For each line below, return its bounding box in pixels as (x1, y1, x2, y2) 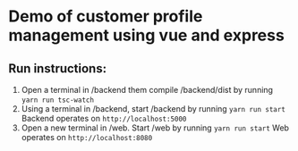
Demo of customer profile (8, 6, 203, 27)
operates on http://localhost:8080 (21, 132, 153, 142)
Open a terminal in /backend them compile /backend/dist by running (21, 85, 274, 95)
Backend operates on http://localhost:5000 (21, 113, 187, 123)
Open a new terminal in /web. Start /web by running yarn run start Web (21, 122, 290, 133)
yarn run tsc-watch (21, 96, 95, 105)
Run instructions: (8, 61, 107, 76)
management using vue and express (8, 25, 285, 46)
